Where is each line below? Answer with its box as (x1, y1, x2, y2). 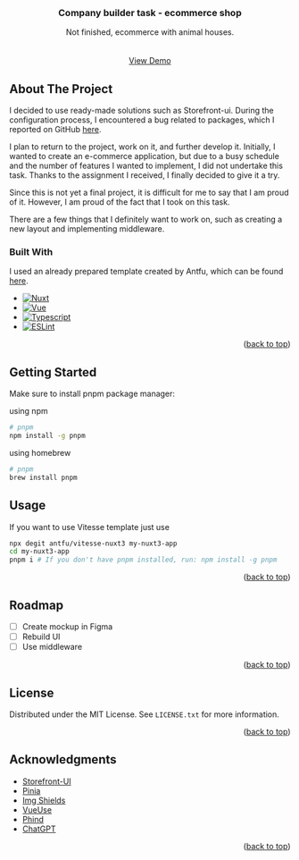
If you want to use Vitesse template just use (9, 521, 170, 532)
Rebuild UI (21, 631, 61, 642)
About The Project (9, 81, 113, 97)
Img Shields (21, 795, 66, 805)
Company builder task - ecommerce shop (57, 6, 243, 19)
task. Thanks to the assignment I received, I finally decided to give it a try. (9, 170, 280, 181)
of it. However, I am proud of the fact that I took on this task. (9, 197, 230, 207)
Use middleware (21, 642, 83, 653)
